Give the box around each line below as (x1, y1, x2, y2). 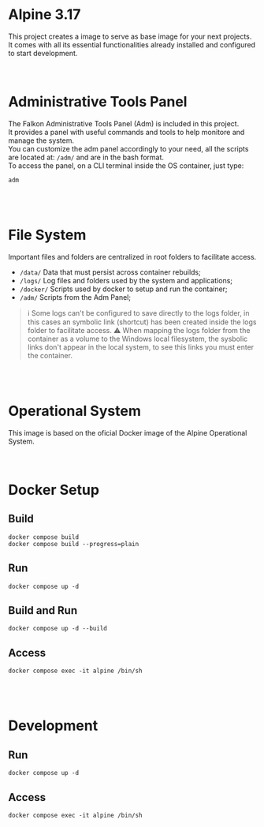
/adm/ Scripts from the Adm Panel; (19, 292, 132, 301)
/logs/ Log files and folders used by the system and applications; (19, 275, 233, 285)
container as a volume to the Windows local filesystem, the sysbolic (27, 334, 248, 343)
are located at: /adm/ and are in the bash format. (8, 152, 164, 162)
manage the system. (8, 136, 75, 145)
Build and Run (8, 604, 77, 617)
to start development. (8, 48, 78, 58)
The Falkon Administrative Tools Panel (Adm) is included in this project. (8, 118, 240, 128)
